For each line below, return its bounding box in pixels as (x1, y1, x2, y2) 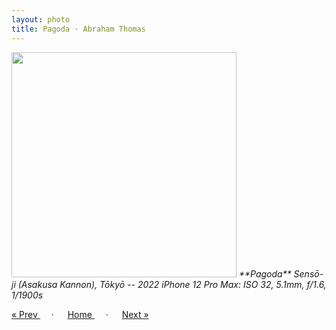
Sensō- (293, 267, 324, 280)
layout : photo (11, 14, 71, 25)
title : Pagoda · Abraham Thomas (11, 24, 146, 34)
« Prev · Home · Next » (11, 308, 149, 320)
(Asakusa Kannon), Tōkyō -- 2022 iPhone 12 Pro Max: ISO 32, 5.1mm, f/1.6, (17, 278, 327, 290)
